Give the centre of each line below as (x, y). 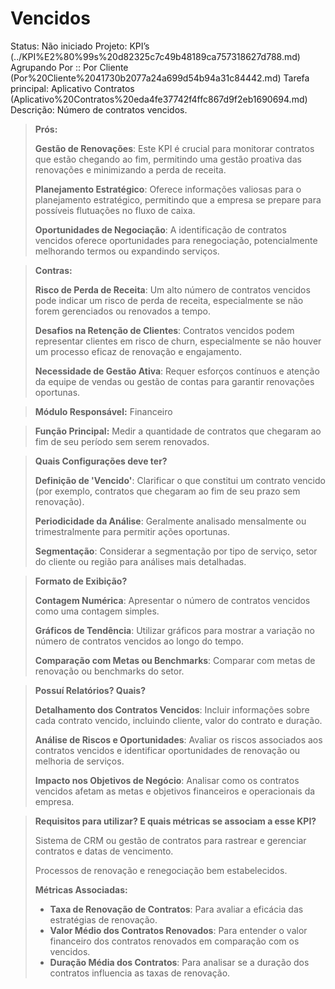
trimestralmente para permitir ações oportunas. (132, 531)
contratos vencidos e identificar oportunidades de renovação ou (167, 750)
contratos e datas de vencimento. (104, 851)
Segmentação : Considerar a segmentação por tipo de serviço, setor (176, 551)
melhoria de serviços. (79, 761)
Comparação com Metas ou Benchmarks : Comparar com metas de (175, 660)
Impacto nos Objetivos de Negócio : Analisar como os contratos (167, 780)
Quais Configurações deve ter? (101, 461)
